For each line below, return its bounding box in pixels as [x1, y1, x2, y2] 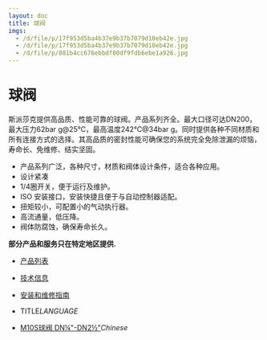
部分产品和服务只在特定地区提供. [8, 239, 116, 248]
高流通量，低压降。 [19, 211, 84, 221]
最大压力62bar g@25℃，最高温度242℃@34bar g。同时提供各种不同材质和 [8, 124, 260, 133]
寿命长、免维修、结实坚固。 [8, 144, 100, 154]
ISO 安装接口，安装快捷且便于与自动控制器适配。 [19, 191, 182, 201]
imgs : [8, 27, 26, 35]
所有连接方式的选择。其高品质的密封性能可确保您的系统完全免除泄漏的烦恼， [8, 134, 261, 144]
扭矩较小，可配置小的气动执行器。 [19, 202, 133, 211]
